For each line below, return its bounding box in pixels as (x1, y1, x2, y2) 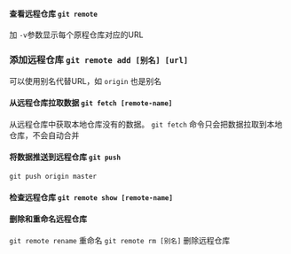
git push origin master (9, 172, 98, 181)
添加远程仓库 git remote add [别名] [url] (9, 54, 189, 66)
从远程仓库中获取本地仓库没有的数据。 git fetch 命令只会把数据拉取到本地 (9, 119, 283, 129)
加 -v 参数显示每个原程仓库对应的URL (9, 29, 144, 40)
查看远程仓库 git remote (9, 8, 98, 19)
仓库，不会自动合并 (9, 129, 80, 141)
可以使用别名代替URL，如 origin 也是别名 (9, 75, 162, 86)
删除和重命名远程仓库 (9, 213, 87, 225)
